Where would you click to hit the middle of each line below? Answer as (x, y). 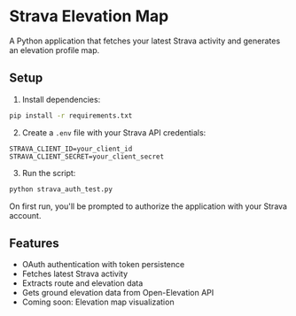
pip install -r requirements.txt (71, 116)
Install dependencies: (61, 99)
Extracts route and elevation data (82, 283)
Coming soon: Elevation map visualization (98, 302)
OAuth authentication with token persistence (103, 265)
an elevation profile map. (55, 50)
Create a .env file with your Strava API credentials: (114, 132)
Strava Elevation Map (89, 16)
